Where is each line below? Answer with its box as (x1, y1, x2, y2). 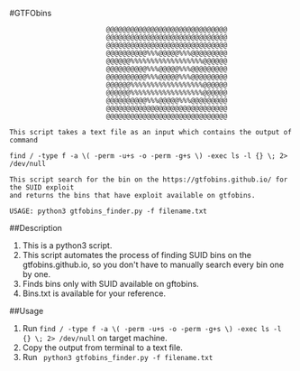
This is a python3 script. (22, 240, 113, 251)
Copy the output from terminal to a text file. (22, 342, 183, 353)
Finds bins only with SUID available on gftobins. (22, 279, 200, 289)
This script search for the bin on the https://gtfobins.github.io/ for (9, 175, 288, 184)
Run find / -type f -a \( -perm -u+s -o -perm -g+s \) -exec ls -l (22, 323, 282, 333)
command (9, 135, 39, 144)
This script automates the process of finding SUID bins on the (22, 250, 252, 260)
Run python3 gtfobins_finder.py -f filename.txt (22, 352, 214, 362)
